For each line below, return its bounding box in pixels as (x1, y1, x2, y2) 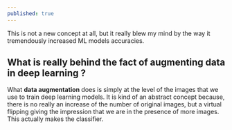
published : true (7, 10, 54, 17)
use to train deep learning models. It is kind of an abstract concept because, (7, 93, 225, 101)
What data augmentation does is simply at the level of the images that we (7, 86, 219, 94)
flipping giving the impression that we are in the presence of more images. (7, 108, 220, 116)
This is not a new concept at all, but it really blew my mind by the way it (7, 29, 211, 37)
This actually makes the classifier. (7, 115, 104, 123)
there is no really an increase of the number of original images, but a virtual (7, 100, 222, 109)
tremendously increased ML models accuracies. (7, 36, 145, 45)
